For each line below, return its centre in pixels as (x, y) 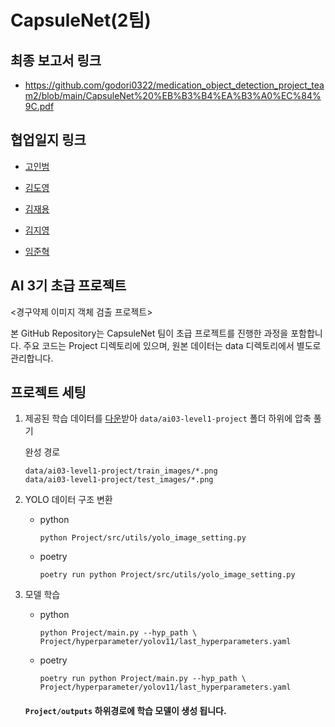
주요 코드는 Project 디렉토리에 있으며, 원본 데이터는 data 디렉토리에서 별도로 (172, 345)
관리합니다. (32, 358)
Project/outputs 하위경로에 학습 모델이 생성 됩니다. (125, 711)
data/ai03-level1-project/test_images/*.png (119, 480)
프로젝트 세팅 (48, 392)
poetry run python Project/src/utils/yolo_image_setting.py (167, 575)
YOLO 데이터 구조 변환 (68, 500)
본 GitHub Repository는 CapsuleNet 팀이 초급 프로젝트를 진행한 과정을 (149, 333)
